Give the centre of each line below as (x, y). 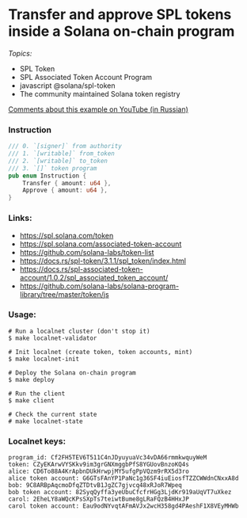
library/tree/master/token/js (64, 294)
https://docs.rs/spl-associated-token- (82, 269)
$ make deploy (32, 379)
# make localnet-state (46, 421)
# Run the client (37, 394)
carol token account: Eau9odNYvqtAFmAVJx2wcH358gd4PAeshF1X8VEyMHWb (123, 506)
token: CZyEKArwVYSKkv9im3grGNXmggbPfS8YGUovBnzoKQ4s (99, 465)
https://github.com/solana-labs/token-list (87, 252)
